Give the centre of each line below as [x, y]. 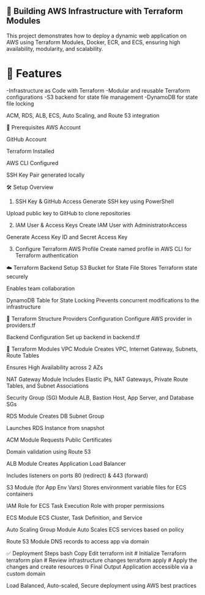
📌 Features [34, 74]
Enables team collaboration [41, 288]
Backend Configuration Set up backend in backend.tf [73, 337]
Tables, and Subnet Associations [47, 386]
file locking [20, 103]
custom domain [26, 574]
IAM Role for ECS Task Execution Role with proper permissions [85, 505]
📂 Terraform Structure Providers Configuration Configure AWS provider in [99, 318]
